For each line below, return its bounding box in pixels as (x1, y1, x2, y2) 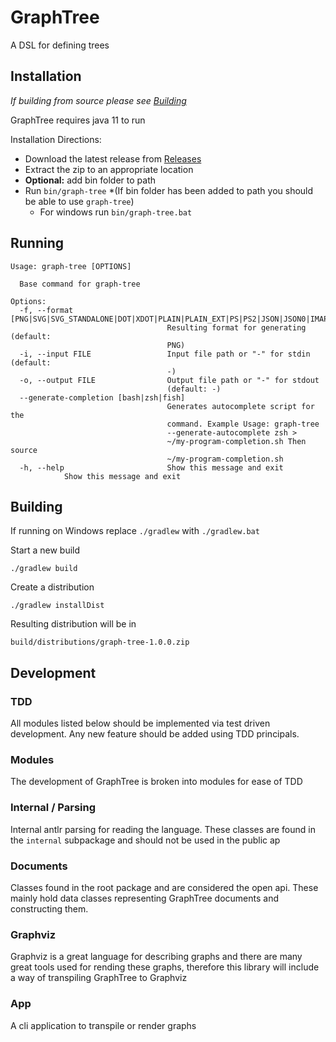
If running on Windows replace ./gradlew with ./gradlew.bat (10, 525, 260, 537)
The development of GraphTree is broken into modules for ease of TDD (10, 776, 303, 788)
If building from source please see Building (10, 94, 187, 106)
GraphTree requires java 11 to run (10, 114, 146, 126)
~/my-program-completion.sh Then (166, 436, 307, 446)
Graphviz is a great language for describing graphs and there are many (10, 951, 303, 963)
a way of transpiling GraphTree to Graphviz (10, 972, 188, 984)
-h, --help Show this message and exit (19, 462, 284, 473)
